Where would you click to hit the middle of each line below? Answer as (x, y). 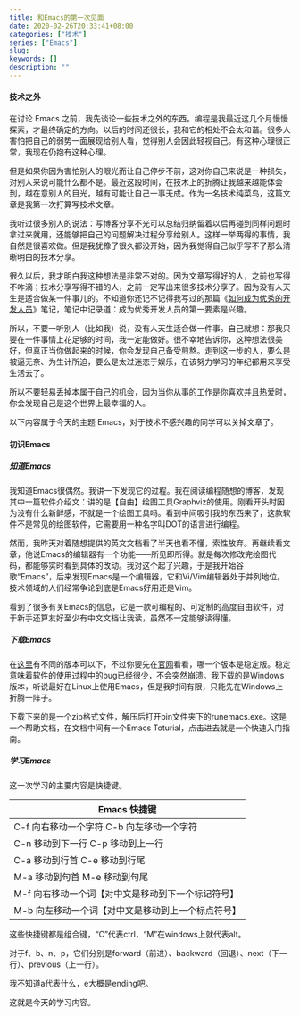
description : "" (39, 68)
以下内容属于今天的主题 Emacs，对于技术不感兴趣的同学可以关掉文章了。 (144, 422)
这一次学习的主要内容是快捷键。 (68, 785)
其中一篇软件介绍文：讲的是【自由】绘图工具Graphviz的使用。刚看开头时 (143, 502)
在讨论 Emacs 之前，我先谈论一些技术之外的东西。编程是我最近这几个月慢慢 (149, 119)
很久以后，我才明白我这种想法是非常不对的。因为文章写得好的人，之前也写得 (150, 276)
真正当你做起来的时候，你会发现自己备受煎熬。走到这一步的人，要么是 (162, 351)
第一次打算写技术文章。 (75, 204)
